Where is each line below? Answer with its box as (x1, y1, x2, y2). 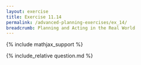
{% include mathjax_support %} (6, 41, 83, 48)
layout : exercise (6, 8, 49, 15)
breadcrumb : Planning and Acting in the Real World (6, 25, 135, 31)
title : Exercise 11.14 (6, 14, 62, 20)
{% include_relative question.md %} (6, 52, 93, 59)
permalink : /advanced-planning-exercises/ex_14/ (6, 19, 127, 25)
